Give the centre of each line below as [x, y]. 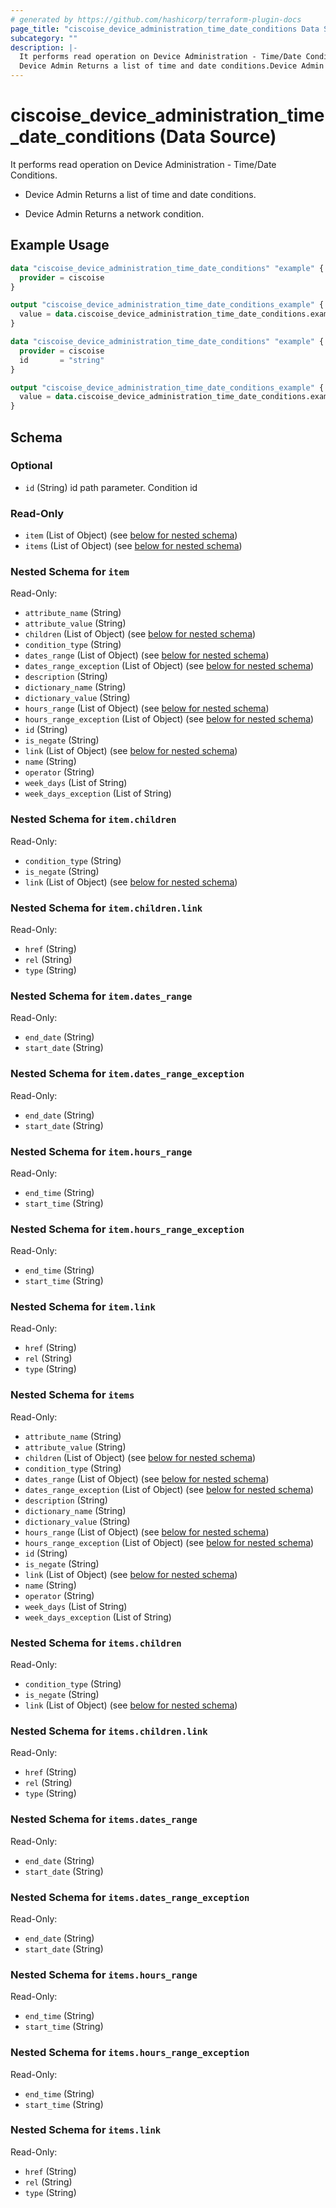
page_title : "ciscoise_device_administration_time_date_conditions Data [165, 29]
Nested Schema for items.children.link [109, 1731]
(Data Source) [218, 137]
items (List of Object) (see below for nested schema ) [133, 546]
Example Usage [60, 245]
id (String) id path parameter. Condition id [111, 487]
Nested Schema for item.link [83, 1307]
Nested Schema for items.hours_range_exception [130, 2053]
